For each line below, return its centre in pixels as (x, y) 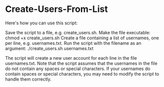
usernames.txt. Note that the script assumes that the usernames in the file (82, 63)
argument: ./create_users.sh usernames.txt (49, 48)
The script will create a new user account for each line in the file (71, 58)
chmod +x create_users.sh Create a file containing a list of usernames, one (82, 38)
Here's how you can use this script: (42, 23)
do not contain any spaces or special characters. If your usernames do (78, 69)
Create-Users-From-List (57, 9)
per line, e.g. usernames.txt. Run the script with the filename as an (73, 43)
